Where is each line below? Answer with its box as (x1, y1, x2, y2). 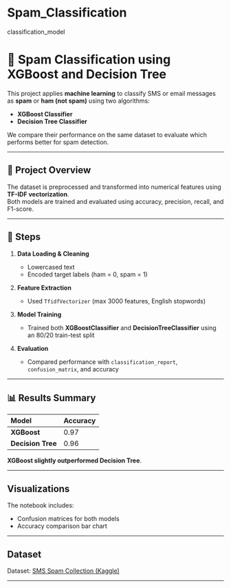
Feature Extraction (16, 283, 72, 292)
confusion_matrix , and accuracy (27, 365, 119, 373)
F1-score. (7, 205, 34, 213)
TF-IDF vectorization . (7, 190, 69, 198)
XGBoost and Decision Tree (7, 67, 167, 82)
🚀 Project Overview (7, 164, 91, 176)
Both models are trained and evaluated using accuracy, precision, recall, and (7, 197, 224, 205)
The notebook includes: (7, 501, 74, 509)
